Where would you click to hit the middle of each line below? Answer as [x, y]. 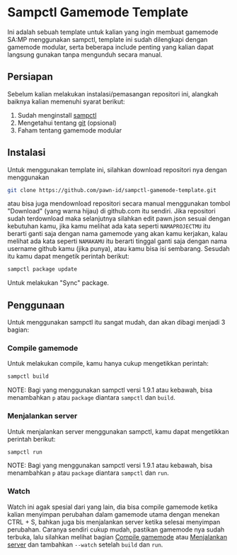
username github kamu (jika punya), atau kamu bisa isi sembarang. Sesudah [118, 249]
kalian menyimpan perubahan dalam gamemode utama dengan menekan [114, 514]
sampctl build [28, 376]
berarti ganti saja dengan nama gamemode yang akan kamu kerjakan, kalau [117, 234]
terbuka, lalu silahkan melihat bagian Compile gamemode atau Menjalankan [117, 537]
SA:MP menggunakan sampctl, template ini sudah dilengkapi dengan [108, 39]
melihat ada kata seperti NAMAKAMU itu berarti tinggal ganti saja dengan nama [117, 241]
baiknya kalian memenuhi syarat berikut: [66, 101]
